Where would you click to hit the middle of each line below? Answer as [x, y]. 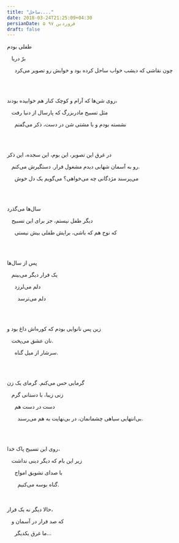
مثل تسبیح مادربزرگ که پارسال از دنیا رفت [59, 113]
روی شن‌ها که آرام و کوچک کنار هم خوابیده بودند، [62, 101]
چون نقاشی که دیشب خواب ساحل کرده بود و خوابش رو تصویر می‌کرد [94, 71]
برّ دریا [19, 58]
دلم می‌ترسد [32, 299]
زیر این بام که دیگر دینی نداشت [47, 461]
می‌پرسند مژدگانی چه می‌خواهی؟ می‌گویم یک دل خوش [76, 179]
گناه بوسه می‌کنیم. [38, 485]
